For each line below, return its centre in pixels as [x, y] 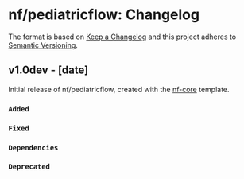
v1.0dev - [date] [48, 70]
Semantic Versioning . [43, 45]
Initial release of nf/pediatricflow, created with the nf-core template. [119, 89]
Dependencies [33, 148]
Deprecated [29, 167]
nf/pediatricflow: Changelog [104, 15]
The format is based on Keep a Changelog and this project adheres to [122, 37]
